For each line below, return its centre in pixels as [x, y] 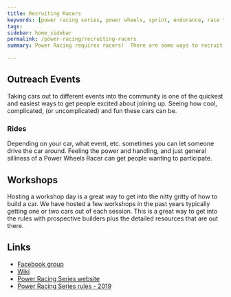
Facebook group [40, 264]
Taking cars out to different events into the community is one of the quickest [115, 96]
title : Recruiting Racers [44, 13]
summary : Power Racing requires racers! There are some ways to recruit [115, 45]
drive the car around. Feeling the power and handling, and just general [107, 151]
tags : [15, 26]
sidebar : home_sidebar [40, 33]
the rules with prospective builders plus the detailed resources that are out [113, 218]
